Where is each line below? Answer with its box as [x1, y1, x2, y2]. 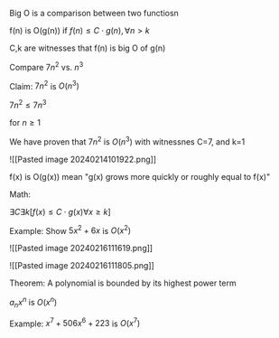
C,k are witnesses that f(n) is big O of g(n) [9, 42, 166, 53]
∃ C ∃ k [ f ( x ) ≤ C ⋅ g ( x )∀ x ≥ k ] [9, 206, 111, 217]
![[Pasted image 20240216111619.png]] [9, 243, 153, 254]
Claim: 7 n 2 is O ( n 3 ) [9, 79, 79, 91]
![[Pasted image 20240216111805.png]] [9, 260, 155, 271]
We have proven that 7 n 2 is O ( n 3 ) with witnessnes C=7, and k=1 [9, 135, 246, 147]
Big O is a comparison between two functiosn [9, 8, 179, 18]
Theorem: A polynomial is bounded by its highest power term [9, 277, 237, 288]
